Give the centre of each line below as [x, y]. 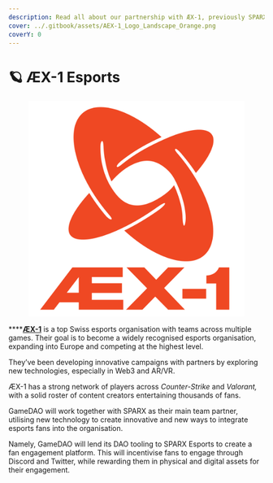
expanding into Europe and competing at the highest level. [106, 346]
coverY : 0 [25, 34]
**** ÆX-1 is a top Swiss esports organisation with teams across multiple [130, 329]
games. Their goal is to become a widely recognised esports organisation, [132, 338]
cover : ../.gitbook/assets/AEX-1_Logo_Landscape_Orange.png [113, 26]
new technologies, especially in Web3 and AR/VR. [92, 371]
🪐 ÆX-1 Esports [64, 77]
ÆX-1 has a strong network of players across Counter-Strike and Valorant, [133, 387]
